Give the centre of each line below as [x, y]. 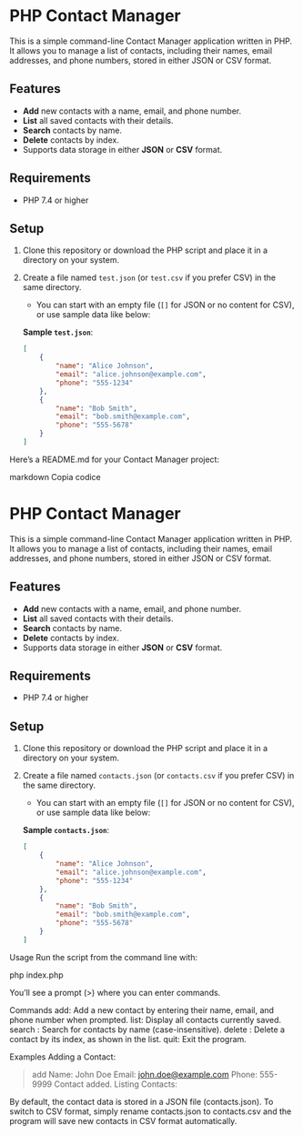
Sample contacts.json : [66, 830]
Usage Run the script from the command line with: [104, 957]
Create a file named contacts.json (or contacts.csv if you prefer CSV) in [158, 776]
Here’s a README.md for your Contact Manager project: [115, 459]
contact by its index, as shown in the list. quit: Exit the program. [128, 1039]
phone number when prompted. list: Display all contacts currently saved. [146, 1019]
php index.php [36, 975]
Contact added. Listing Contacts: [116, 1084]
